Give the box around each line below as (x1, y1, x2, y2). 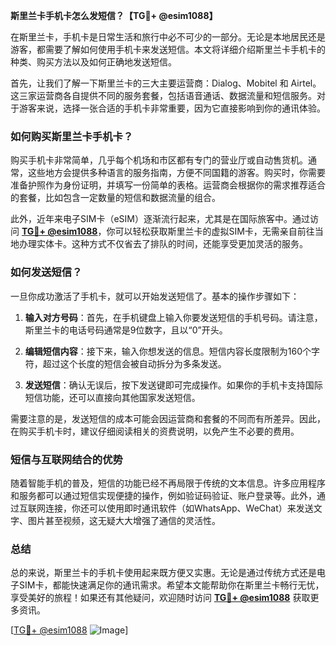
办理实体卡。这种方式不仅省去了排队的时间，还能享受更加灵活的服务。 (18, 238, 308, 250)
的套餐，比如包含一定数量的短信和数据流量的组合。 (10, 192, 221, 204)
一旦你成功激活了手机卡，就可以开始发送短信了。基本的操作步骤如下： (10, 290, 300, 302)
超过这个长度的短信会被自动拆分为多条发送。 (42, 357, 227, 369)
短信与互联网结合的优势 (10, 452, 123, 466)
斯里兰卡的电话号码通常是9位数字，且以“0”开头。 (24, 324, 228, 336)
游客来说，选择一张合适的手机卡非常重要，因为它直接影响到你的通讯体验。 (18, 102, 326, 114)
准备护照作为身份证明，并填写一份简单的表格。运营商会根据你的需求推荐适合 (10, 179, 326, 191)
